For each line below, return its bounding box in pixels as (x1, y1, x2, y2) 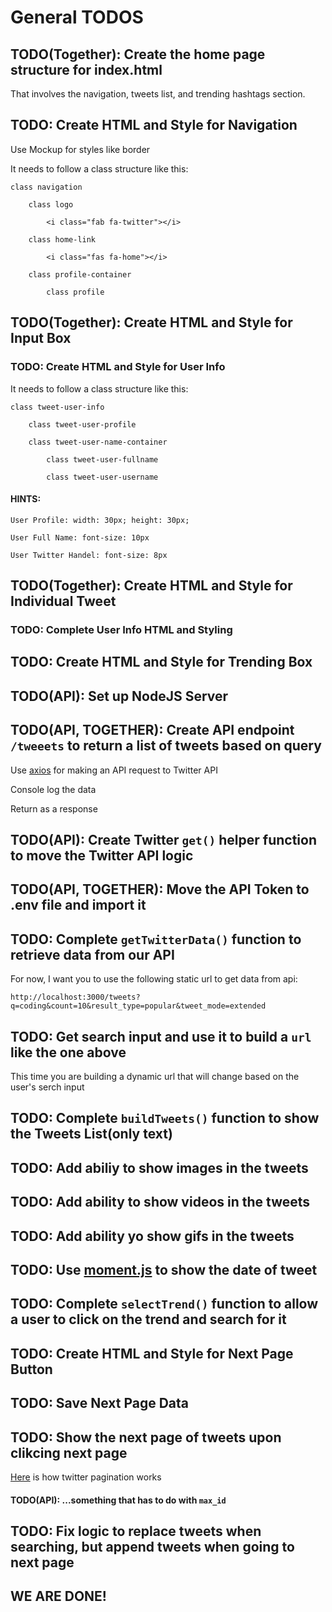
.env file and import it (10, 897, 147, 914)
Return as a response (10, 802, 98, 815)
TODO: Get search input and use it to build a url (10, 1028, 312, 1045)
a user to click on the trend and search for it (10, 1311, 287, 1328)
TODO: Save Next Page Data (10, 1395, 190, 1412)
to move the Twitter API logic (10, 847, 194, 864)
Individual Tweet (10, 593, 117, 610)
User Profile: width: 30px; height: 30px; (10, 515, 190, 525)
